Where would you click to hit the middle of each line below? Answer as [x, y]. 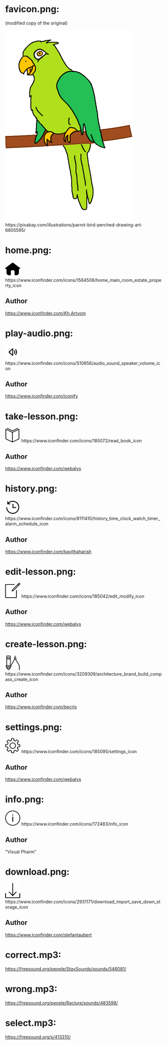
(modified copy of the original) [36, 23]
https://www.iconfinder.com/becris [41, 707]
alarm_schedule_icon [27, 524]
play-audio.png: [39, 333]
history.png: [31, 489]
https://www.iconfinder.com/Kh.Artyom [46, 313]
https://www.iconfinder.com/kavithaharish [48, 551]
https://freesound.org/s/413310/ [38, 1037]
